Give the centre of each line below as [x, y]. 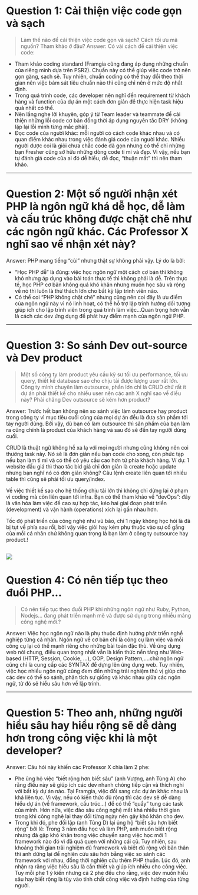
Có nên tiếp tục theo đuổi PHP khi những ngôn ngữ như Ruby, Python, [105, 609]
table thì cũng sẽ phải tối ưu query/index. [56, 479]
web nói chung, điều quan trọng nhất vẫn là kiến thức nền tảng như [88, 652]
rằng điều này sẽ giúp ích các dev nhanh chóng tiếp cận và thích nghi [99, 785]
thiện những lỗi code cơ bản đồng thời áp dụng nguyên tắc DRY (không [101, 120]
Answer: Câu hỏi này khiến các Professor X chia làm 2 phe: [78, 767]
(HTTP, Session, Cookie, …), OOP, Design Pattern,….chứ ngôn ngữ [103, 658]
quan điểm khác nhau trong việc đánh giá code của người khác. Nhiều [100, 139]
